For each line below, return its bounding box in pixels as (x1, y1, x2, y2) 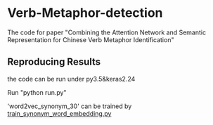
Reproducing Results (7, 56, 101, 68)
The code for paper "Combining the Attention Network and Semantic (7, 28, 206, 37)
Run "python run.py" (7, 88, 67, 96)
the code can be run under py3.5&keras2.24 (7, 74, 136, 83)
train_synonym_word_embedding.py (7, 109, 112, 117)
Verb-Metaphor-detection (7, 5, 163, 21)
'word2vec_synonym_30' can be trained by (7, 102, 132, 110)
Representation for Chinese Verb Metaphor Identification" (7, 35, 174, 44)
